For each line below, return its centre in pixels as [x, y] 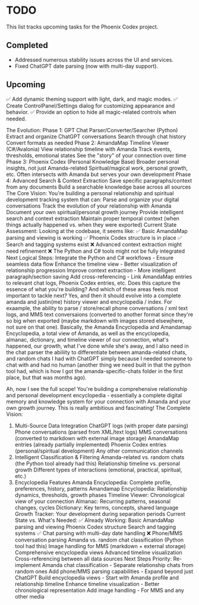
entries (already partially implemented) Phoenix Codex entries [91, 444]
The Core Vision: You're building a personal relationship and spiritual [90, 193]
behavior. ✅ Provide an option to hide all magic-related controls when [91, 112]
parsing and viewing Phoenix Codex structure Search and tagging [95, 527]
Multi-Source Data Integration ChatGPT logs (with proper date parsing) [102, 425]
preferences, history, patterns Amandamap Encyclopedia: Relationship [101, 488]
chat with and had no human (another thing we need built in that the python [99, 365]
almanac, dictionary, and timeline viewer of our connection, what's [88, 339]
